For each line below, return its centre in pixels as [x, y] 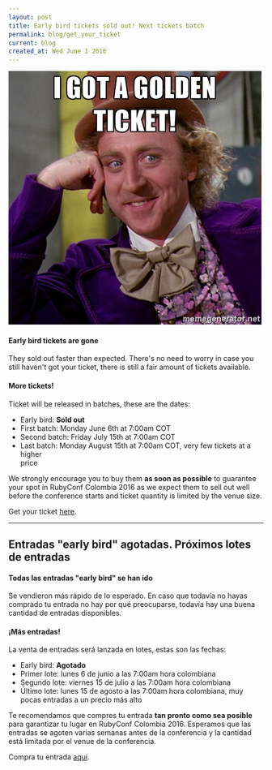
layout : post [30, 17]
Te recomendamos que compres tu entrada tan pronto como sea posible [130, 716]
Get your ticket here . [42, 511]
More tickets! [31, 385]
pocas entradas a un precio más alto [81, 700]
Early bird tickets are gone [53, 340]
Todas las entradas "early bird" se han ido [81, 578]
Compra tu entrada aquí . [49, 757]
